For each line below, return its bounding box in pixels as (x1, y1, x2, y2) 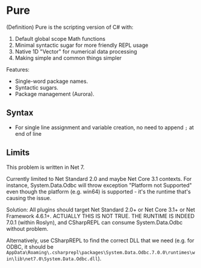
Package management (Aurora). (14, 90, 94, 97)
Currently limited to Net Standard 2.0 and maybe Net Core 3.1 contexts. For (6, 175, 192, 182)
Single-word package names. (14, 78, 88, 85)
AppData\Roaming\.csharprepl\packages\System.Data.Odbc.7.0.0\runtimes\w (6, 249, 196, 255)
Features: (6, 65, 30, 73)
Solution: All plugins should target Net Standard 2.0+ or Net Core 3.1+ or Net (6, 206, 196, 213)
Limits (6, 148, 30, 158)
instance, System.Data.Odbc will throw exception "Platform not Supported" (6, 181, 193, 189)
